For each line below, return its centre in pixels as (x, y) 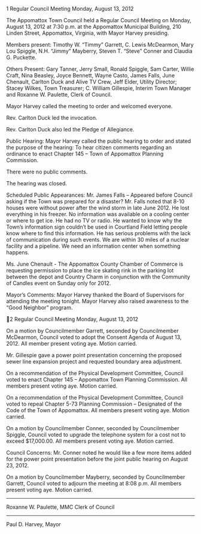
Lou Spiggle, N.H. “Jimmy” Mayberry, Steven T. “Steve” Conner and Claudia (99, 51)
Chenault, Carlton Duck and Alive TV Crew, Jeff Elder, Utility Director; (92, 82)
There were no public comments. (47, 172)
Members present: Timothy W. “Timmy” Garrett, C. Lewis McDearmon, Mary (100, 45)
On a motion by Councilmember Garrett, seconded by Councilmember (92, 331)
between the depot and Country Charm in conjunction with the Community (98, 277)
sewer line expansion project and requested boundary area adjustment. (94, 361)
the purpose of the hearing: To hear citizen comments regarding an (89, 147)
